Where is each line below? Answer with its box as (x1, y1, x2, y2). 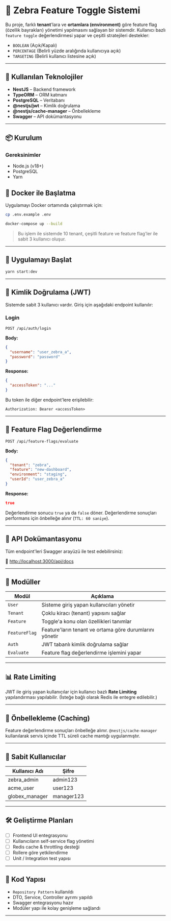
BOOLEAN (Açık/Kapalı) (12, 42, 58, 48)
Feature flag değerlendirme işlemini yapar (41, 649, 141, 657)
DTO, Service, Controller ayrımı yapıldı (12, 894, 93, 900)
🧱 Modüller (5, 578, 41, 587)
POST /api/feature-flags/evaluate (5, 439, 79, 444)
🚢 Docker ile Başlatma (5, 188, 76, 197)
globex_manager (8, 792, 48, 799)
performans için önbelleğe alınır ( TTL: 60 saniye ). (5, 515, 109, 521)
